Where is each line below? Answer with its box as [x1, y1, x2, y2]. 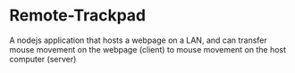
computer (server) [9, 53, 77, 64]
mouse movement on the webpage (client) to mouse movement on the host [9, 44, 287, 54]
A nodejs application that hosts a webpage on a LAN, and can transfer [9, 35, 268, 45]
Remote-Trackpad [9, 5, 146, 26]
